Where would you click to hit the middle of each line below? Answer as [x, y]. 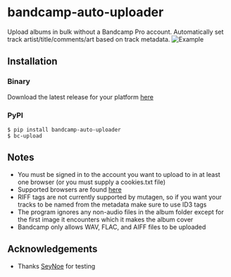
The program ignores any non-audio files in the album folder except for [120, 211]
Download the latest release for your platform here [80, 97]
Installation [32, 62]
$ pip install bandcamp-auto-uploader [64, 130]
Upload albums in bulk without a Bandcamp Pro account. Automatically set [115, 32]
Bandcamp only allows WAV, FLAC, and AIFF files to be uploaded [112, 227]
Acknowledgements [52, 249]
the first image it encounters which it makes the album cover [105, 219]
